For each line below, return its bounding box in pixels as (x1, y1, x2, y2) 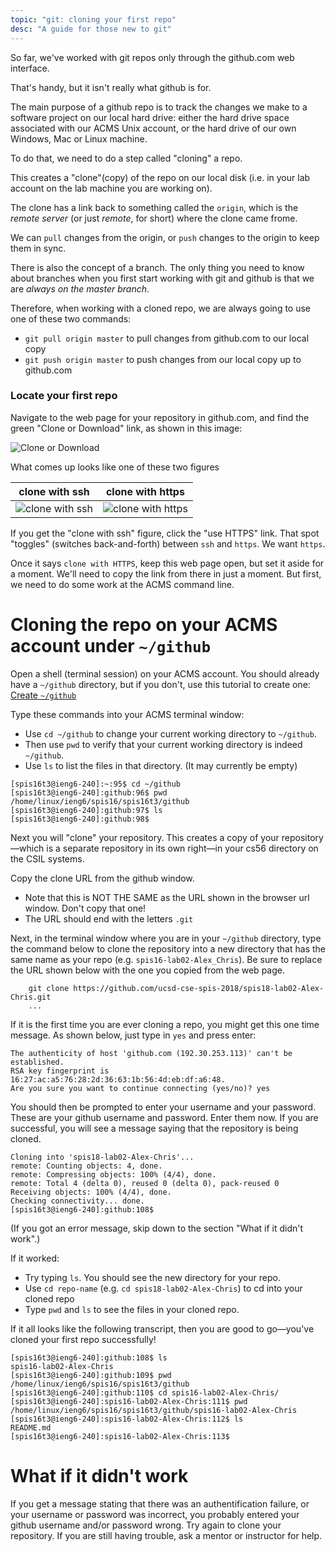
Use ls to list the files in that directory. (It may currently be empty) (24, 759, 298, 771)
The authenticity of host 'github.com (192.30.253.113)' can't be (10, 1048, 293, 1058)
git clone (28, 983, 70, 993)
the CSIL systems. (10, 852, 85, 865)
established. (10, 1057, 65, 1067)
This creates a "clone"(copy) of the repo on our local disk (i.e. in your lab (10, 171, 311, 183)
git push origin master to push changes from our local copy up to (24, 353, 302, 365)
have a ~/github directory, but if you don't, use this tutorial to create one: (10, 678, 311, 690)
